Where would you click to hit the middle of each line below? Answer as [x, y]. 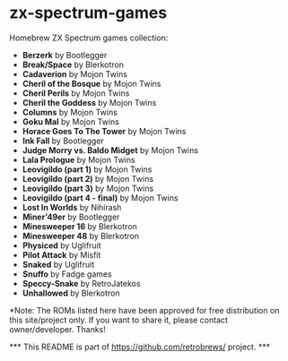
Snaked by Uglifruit [58, 264]
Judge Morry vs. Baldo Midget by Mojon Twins [110, 150]
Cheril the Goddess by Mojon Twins [89, 102]
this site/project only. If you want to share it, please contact [119, 320]
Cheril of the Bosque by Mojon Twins [92, 83]
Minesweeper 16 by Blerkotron [79, 226]
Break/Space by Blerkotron [73, 64]
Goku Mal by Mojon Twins [70, 121]
